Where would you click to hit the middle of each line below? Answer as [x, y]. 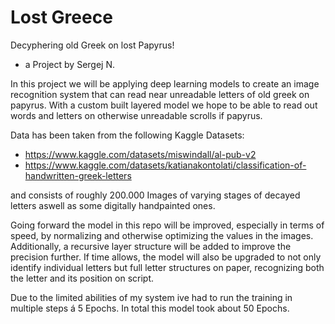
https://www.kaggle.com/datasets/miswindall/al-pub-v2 [140, 154]
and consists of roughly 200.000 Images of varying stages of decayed [155, 195]
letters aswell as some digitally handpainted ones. [113, 205]
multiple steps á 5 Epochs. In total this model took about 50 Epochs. [150, 308]
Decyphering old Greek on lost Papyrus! [92, 45]
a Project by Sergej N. [69, 64]
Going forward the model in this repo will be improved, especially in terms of [167, 225]
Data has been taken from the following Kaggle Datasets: [127, 135]
